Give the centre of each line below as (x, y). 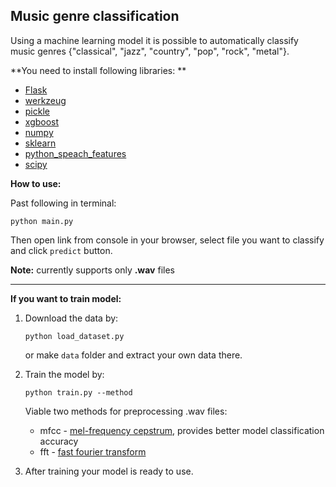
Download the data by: (71, 318)
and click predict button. (61, 250)
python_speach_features (75, 153)
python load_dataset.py (74, 336)
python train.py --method (78, 392)
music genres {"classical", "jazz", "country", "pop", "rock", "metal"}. (150, 51)
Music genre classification (95, 16)
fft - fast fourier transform (93, 451)
